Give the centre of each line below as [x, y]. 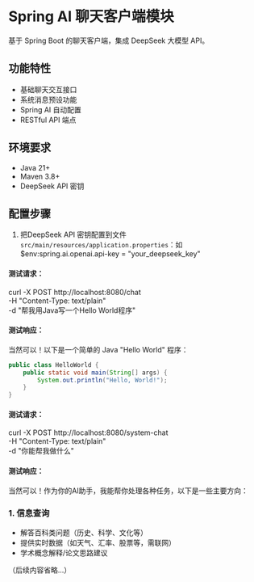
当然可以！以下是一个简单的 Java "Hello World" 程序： [98, 349]
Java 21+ [35, 167]
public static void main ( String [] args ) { [95, 373]
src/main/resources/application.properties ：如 [101, 245]
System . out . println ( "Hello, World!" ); [102, 380]
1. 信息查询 [29, 513]
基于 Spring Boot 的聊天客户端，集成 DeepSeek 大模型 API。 [109, 40]
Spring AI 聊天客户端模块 [92, 17]
